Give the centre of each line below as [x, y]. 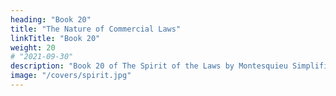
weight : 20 [33, 47]
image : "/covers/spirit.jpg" [71, 76]
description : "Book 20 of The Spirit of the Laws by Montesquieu [149, 66]
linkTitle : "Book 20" [55, 38]
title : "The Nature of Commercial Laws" [96, 29]
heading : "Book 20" [51, 19]
